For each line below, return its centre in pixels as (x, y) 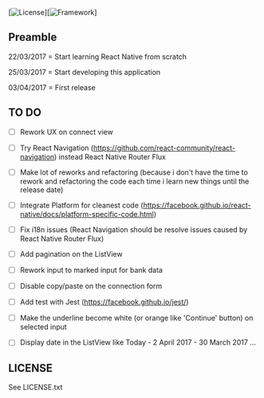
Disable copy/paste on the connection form (91, 286)
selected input (43, 327)
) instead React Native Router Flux (110, 156)
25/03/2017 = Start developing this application (85, 72)
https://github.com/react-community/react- (164, 148)
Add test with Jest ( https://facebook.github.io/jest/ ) (104, 302)
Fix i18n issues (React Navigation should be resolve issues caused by (134, 229)
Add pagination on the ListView (71, 254)
